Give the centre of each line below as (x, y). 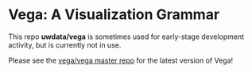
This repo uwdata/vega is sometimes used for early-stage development (126, 36)
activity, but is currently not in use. (65, 44)
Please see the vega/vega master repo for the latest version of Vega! (121, 60)
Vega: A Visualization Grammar (114, 15)
